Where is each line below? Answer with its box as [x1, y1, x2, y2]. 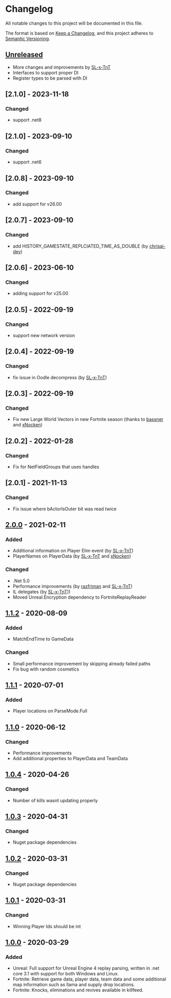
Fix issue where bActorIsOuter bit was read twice [12, 506, 117, 512]
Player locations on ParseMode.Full [12, 708, 88, 714]
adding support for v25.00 [12, 290, 69, 297]
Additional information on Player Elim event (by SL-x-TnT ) [12, 548, 134, 554]
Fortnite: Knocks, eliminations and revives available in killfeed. [12, 987, 144, 993]
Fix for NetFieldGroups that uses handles [12, 464, 99, 470]
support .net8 [12, 117, 42, 123]
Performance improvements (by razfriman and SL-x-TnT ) [12, 583, 133, 589]
